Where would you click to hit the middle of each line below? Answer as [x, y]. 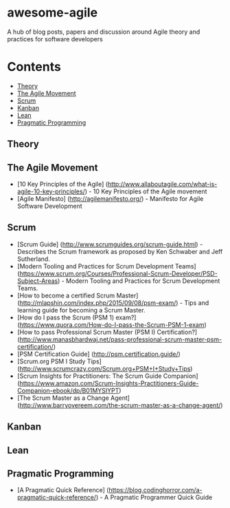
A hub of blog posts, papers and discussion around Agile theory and [104, 32]
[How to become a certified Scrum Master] [78, 295]
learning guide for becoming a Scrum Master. [81, 310]
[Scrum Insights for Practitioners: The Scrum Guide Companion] [107, 376]
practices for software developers [55, 39]
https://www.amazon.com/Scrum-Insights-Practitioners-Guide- [109, 383]
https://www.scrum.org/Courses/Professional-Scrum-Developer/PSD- [118, 273]
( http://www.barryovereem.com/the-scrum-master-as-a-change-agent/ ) [120, 405]
